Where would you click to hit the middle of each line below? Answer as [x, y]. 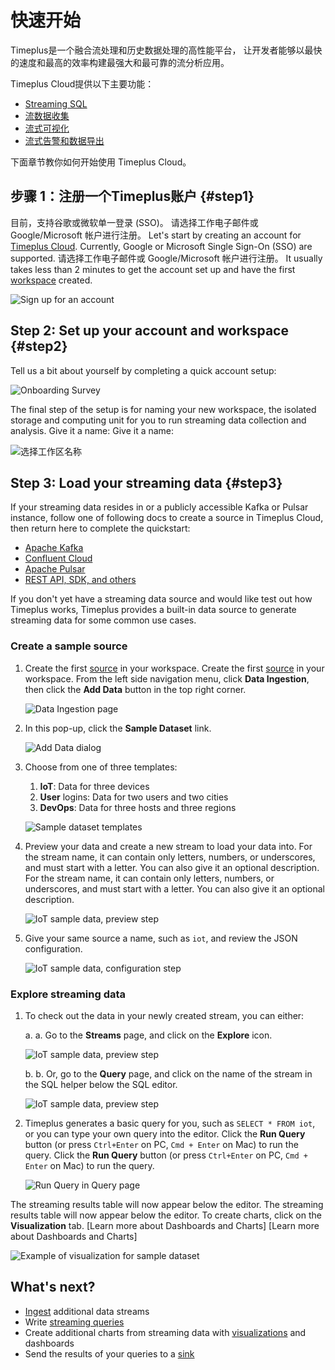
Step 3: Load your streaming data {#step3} [146, 482]
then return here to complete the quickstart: [100, 528]
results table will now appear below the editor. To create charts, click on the [166, 1215]
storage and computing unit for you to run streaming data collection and [158, 420]
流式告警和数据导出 [64, 140]
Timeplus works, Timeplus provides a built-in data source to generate [153, 610]
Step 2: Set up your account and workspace [149, 331]
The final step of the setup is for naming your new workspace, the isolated [163, 409]
